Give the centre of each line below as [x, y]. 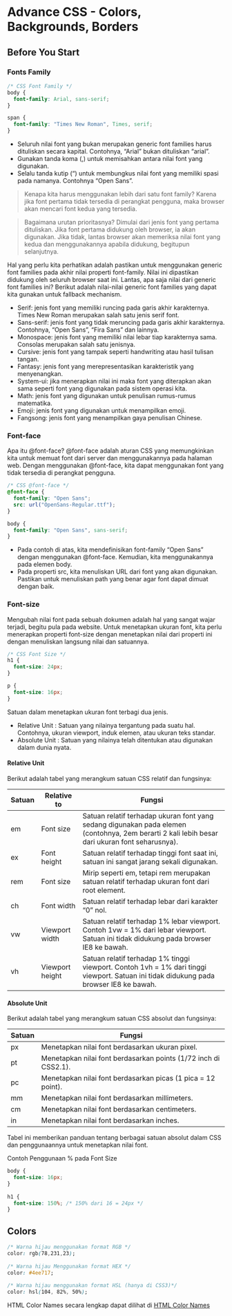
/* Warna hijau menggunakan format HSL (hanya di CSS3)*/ [92, 1286]
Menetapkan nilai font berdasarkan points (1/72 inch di [130, 1058]
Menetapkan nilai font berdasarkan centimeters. [119, 1109]
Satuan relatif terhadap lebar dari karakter [150, 901]
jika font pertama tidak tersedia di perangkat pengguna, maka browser [124, 201]
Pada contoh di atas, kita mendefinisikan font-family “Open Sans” [110, 549]
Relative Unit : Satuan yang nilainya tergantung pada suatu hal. [106, 725]
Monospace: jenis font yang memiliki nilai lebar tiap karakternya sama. [117, 337]
